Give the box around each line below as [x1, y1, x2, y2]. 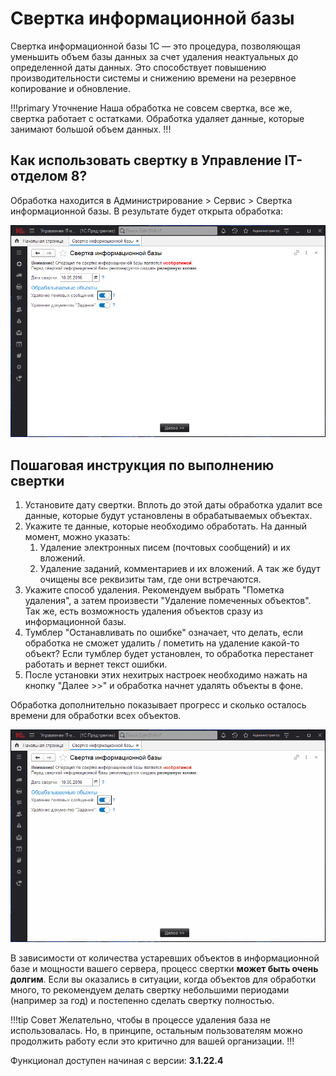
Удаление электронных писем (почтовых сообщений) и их [39, 542, 291, 554]
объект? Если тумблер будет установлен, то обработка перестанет [24, 648, 314, 660]
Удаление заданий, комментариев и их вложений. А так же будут [39, 563, 321, 575]
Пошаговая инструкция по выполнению [10, 457, 275, 474]
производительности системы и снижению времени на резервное [10, 72, 297, 84]
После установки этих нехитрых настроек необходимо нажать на [24, 669, 308, 681]
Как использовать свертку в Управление [10, 152, 282, 169]
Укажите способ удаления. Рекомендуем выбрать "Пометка [24, 584, 285, 596]
